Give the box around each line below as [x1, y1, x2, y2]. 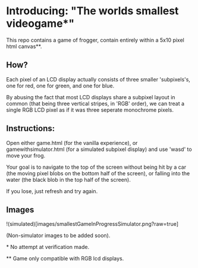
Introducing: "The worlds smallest [6, 4, 179, 18]
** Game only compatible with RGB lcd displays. [6, 255, 124, 262]
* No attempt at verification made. [6, 244, 90, 251]
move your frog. [6, 152, 46, 159]
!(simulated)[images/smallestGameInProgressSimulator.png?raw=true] [6, 220, 179, 228]
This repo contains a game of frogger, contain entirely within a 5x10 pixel [6, 36, 184, 43]
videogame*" [6, 17, 75, 30]
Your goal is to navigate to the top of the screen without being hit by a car [6, 163, 186, 171]
